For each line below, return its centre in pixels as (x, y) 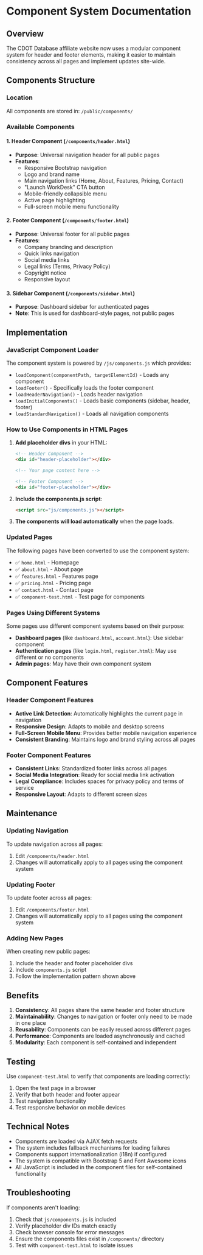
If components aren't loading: (43, 1208)
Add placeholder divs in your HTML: (61, 443)
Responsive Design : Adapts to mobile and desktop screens (90, 726)
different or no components (49, 657)
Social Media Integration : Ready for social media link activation (95, 775)
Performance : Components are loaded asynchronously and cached (100, 1036)
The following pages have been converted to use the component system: (98, 550)
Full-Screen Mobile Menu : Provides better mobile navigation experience (106, 733)
